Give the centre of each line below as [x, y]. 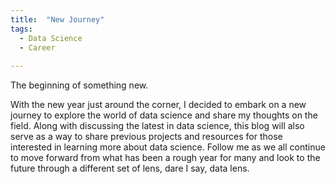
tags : [21, 29]
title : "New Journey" [57, 19]
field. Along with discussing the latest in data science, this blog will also [157, 126]
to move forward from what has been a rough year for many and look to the [165, 158]
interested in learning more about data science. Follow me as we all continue [168, 147]
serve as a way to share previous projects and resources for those [146, 137]
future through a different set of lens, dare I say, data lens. [130, 168]
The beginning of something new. [79, 85]
